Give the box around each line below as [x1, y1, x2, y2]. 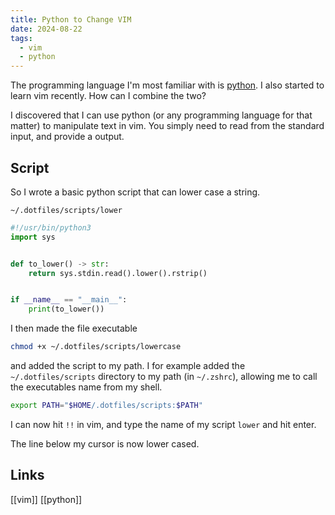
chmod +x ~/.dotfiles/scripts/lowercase [10, 342, 182, 352]
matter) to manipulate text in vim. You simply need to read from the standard [10, 120, 325, 132]
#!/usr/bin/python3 [10, 222, 92, 233]
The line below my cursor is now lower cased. [10, 437, 200, 450]
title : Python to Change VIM [10, 14, 132, 25]
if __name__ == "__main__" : [10, 295, 128, 305]
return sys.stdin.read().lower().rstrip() [28, 268, 208, 278]
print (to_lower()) [28, 304, 105, 315]
